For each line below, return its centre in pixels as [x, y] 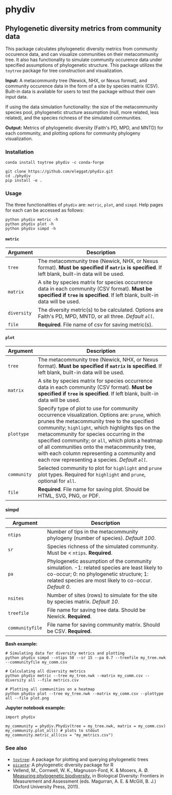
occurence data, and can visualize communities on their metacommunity [82, 54]
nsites [16, 599]
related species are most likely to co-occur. [99, 580]
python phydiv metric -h [32, 219]
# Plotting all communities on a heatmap [50, 689]
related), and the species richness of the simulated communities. [74, 118]
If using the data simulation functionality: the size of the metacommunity [81, 107]
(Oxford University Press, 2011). [46, 786]
